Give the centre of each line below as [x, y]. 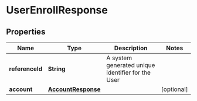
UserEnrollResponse [57, 10]
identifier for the [128, 72]
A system [119, 58]
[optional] [174, 89]
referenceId [26, 69]
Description [131, 48]
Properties [26, 32]
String [57, 69]
